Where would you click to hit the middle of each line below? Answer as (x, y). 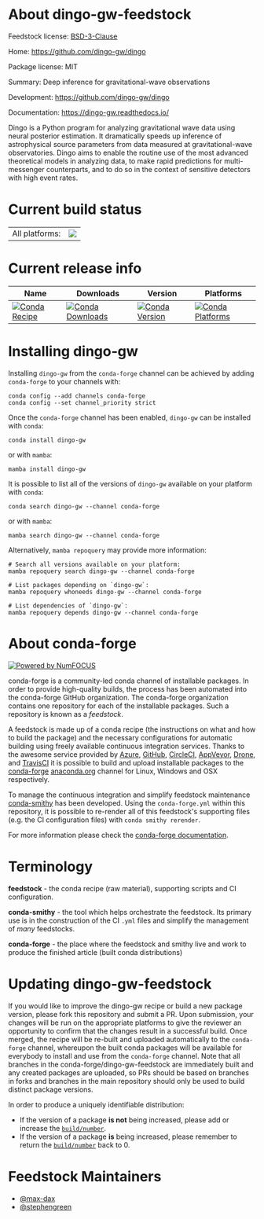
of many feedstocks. (42, 928)
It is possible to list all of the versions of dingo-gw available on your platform (130, 483)
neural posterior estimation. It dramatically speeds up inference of (115, 136)
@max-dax (37, 1198)
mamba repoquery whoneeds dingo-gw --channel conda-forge (105, 592)
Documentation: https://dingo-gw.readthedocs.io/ (89, 112)
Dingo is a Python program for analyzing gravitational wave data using (122, 127)
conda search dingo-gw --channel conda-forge (84, 506)
